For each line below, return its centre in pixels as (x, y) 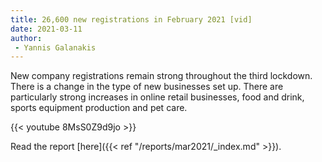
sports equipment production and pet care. (99, 108)
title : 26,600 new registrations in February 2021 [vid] (131, 19)
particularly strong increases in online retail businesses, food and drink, (157, 97)
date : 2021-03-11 (46, 29)
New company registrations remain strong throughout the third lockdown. (161, 76)
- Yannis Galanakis (55, 47)
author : (26, 38)
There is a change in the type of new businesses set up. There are (147, 87)
